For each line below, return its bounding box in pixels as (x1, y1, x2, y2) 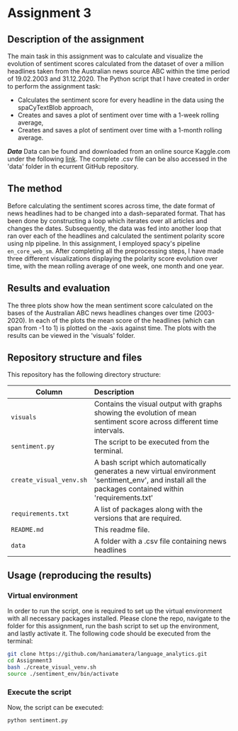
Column (35, 387, 63, 397)
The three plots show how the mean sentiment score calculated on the (7, 301, 213, 310)
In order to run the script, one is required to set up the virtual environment (7, 607, 222, 616)
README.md (11, 526, 44, 534)
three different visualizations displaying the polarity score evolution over (7, 254, 218, 263)
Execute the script (7, 687, 72, 697)
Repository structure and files (7, 352, 142, 364)
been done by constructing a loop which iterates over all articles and (7, 216, 208, 225)
